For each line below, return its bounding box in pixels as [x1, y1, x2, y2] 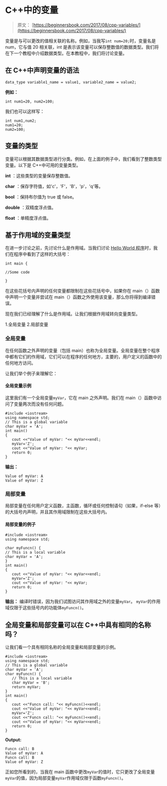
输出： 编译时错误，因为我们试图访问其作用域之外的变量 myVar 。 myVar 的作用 [5, 598, 161, 604]
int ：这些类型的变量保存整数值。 [5, 173, 73, 179]
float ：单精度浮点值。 [5, 215, 51, 221]
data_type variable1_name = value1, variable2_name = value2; [5, 80, 137, 85]
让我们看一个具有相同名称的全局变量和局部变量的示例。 [5, 644, 118, 650]
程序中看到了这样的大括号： [13, 251, 71, 257]
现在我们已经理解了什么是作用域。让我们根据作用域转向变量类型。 [5, 311, 140, 317]
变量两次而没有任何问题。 [13, 401, 66, 407]
